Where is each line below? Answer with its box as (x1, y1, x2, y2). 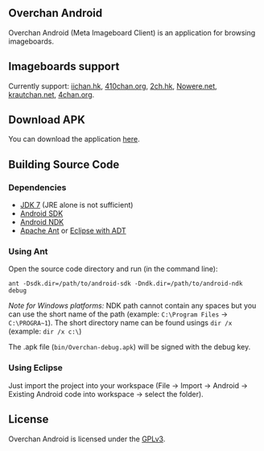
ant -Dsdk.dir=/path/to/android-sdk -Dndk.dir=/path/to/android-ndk (8, 279, 243, 288)
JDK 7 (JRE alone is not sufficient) (19, 201, 134, 210)
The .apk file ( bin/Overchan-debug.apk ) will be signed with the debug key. (8, 342, 251, 352)
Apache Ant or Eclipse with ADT (19, 225, 126, 236)
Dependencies (8, 181, 67, 192)
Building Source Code (8, 157, 120, 172)
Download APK (8, 113, 86, 127)
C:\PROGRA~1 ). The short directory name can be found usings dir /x (8, 318, 233, 328)
